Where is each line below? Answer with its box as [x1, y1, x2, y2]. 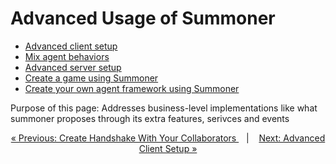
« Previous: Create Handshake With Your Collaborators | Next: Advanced [10, 132, 326, 144]
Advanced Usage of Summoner [10, 7, 276, 30]
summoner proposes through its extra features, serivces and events [10, 112, 290, 124]
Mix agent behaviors [24, 50, 110, 62]
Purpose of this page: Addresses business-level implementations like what [10, 102, 318, 114]
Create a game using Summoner [24, 72, 159, 84]
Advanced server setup [24, 61, 122, 73]
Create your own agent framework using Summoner [24, 82, 240, 94]
